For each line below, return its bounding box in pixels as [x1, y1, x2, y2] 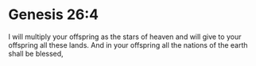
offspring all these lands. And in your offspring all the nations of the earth [8, 40, 248, 49]
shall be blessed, [8, 49, 64, 58]
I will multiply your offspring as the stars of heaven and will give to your [8, 32, 242, 41]
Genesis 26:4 [8, 6, 99, 24]
